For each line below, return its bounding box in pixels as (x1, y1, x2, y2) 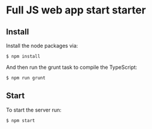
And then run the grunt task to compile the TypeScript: (6, 64, 137, 71)
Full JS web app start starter (6, 4, 146, 17)
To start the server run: (6, 106, 61, 113)
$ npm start (6, 117, 35, 123)
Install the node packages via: (6, 42, 78, 49)
